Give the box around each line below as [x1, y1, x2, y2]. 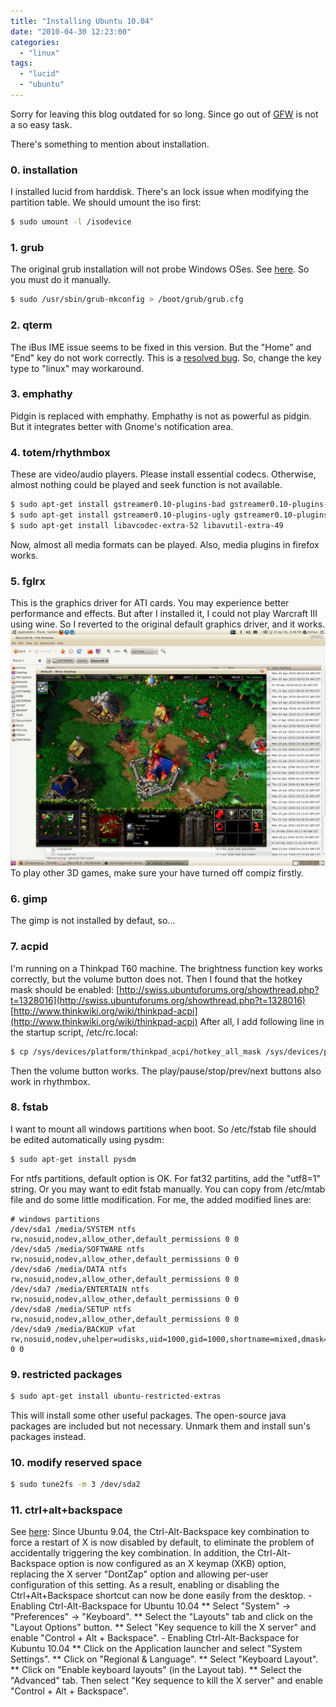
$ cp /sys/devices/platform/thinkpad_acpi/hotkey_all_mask [10, 1046, 262, 1057]
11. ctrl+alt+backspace [10, 1503, 123, 1517]
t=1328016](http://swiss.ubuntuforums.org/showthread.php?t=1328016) [10, 994, 306, 1006]
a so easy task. [10, 118, 73, 130]
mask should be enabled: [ [10, 983, 120, 995]
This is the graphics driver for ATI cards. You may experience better [10, 597, 290, 609]
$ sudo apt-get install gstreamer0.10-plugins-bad [10, 500, 226, 510]
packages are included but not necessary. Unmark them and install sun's [10, 1420, 311, 1432]
